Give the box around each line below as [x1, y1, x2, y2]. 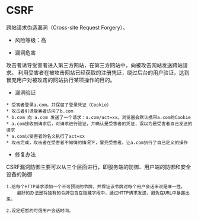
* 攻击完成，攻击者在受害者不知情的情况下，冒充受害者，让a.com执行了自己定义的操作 [6, 140, 189, 146]
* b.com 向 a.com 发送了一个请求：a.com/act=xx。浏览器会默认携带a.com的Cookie [6, 114, 191, 120]
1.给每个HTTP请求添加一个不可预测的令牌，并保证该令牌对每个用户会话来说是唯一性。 [6, 183, 186, 189]
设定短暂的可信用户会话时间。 [11, 208, 74, 214]
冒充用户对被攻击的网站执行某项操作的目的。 [6, 76, 116, 83]
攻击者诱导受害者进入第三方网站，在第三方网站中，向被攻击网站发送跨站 [6, 62, 183, 69]
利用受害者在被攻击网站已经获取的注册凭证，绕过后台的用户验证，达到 [17, 69, 190, 76]
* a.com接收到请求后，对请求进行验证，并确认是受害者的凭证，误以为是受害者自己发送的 [6, 121, 193, 127]
